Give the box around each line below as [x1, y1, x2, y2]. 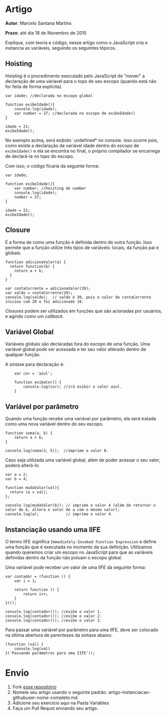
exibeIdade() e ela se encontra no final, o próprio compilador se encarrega [5, 148, 160, 154]
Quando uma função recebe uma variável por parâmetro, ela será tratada [5, 416, 156, 422]
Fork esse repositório [12, 684, 57, 690]
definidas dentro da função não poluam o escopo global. [5, 555, 122, 560]
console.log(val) [14, 646, 51, 651]
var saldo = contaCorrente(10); [5, 290, 73, 295]
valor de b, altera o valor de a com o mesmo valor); [5, 507, 120, 513]
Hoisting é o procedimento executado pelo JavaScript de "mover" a [5, 73, 145, 79]
